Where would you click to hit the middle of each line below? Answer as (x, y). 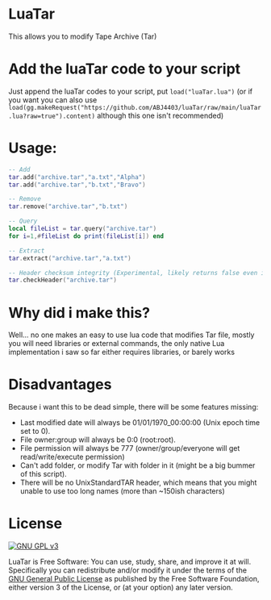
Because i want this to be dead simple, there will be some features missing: (133, 407)
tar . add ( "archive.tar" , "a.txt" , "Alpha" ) (77, 177)
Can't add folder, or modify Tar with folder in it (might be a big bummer (138, 465)
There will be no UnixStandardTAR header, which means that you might (138, 483)
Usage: (33, 148)
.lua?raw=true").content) (52, 116)
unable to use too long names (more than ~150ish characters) (123, 491)
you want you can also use (53, 100)
